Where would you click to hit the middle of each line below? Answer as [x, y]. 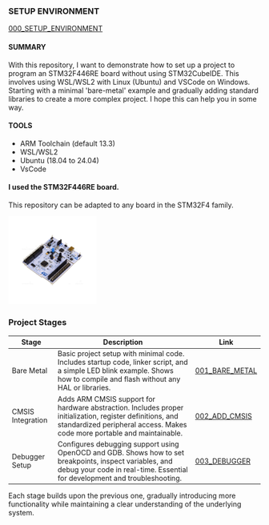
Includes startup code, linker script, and [122, 363]
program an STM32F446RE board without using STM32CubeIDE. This [124, 73]
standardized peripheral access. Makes [122, 424]
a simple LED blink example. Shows [115, 371]
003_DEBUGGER [223, 461]
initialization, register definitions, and [118, 416]
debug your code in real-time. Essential [122, 469]
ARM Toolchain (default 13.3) [68, 143]
